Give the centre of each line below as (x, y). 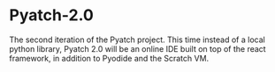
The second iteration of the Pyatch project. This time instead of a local (137, 40)
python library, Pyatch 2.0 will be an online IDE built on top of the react (138, 48)
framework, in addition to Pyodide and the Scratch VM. (109, 58)
